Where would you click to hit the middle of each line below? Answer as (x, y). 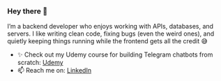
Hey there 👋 (27, 11)
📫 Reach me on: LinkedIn (54, 71)
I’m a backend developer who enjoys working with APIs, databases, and (110, 27)
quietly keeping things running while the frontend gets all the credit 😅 (107, 41)
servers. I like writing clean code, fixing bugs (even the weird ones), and (111, 34)
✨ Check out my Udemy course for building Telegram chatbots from (115, 54)
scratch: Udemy (40, 63)
